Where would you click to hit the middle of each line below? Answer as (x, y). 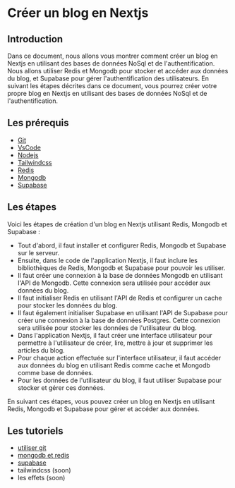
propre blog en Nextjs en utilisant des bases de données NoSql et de (107, 93)
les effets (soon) (41, 478)
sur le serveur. (38, 252)
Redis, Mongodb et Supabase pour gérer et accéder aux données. (103, 409)
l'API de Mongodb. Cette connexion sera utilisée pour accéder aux (114, 283)
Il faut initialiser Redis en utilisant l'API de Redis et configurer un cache (120, 298)
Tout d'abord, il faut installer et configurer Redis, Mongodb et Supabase (122, 245)
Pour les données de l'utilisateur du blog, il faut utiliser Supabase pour (120, 380)
